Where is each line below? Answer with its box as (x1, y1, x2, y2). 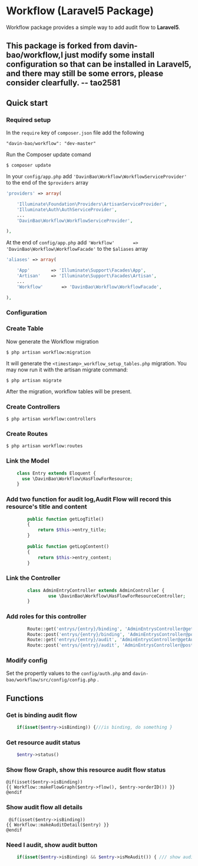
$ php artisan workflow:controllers (6, 416, 96, 422)
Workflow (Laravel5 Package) (6, 4, 154, 18)
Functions (6, 693, 44, 703)
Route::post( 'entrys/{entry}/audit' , (27, 642, 120, 648)
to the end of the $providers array (6, 179, 88, 186)
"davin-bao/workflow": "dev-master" (6, 141, 96, 147)
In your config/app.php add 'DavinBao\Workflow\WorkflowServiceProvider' (6, 173, 187, 180)
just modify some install (64, 50, 155, 60)
